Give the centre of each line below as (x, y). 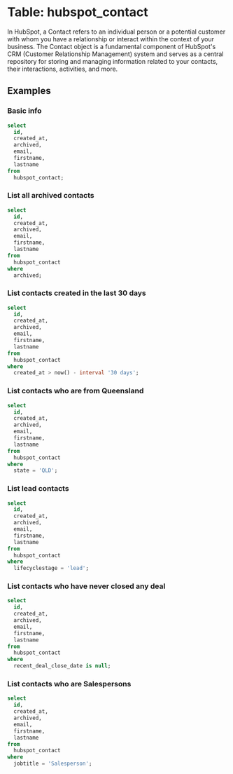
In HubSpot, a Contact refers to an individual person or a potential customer (116, 32)
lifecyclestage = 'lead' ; (51, 569)
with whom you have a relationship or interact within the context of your (111, 39)
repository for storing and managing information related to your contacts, (113, 61)
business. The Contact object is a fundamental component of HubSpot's (112, 46)
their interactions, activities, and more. (63, 69)
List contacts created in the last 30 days (77, 293)
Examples (29, 91)
